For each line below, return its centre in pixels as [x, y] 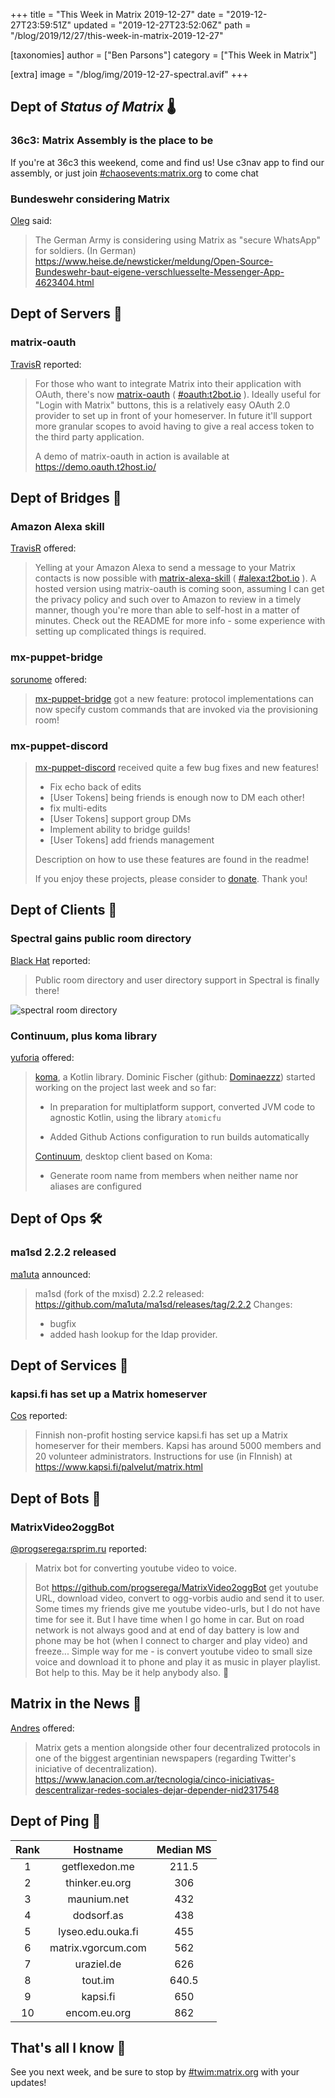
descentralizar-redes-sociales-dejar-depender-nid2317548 [157, 1790]
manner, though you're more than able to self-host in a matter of [167, 610]
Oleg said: [31, 220]
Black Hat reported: [50, 960]
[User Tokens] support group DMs [120, 818]
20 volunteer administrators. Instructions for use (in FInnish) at [163, 1456]
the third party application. [89, 436]
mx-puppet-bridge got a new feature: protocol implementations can [174, 698]
